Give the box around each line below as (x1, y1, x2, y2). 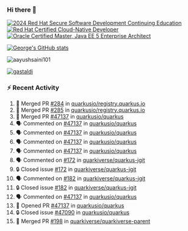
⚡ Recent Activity (7, 84, 60, 92)
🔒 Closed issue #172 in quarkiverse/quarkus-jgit (15, 165, 137, 173)
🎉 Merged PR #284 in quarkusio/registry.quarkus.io (15, 100, 146, 107)
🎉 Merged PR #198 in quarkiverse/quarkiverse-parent (15, 217, 151, 225)
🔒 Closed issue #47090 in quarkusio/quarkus (15, 208, 130, 216)
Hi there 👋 (7, 5, 37, 14)
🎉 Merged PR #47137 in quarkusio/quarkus (15, 112, 124, 120)
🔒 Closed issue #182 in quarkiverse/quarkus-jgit (15, 183, 137, 191)
